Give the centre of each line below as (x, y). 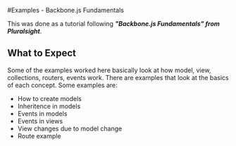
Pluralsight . (25, 31)
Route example (39, 135)
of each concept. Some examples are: (62, 85)
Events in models (42, 113)
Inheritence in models (49, 106)
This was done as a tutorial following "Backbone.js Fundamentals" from (114, 24)
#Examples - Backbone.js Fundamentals (66, 10)
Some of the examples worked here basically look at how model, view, (109, 70)
